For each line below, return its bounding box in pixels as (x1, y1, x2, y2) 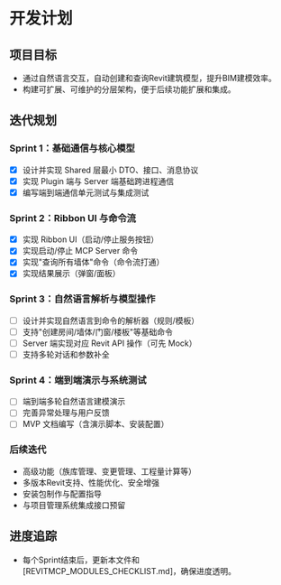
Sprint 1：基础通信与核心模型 (9, 142, 135, 154)
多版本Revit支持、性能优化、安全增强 (22, 477, 160, 487)
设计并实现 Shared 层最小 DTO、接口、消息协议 (22, 164, 199, 175)
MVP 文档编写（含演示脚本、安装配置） (22, 419, 169, 430)
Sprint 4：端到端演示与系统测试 (9, 374, 147, 386)
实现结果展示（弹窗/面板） (22, 268, 121, 279)
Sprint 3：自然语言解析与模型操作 (9, 292, 156, 305)
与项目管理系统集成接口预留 (22, 499, 126, 510)
